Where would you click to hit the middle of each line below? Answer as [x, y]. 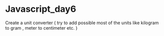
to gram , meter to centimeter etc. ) [41, 28]
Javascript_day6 [41, 9]
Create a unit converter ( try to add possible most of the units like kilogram [82, 23]
